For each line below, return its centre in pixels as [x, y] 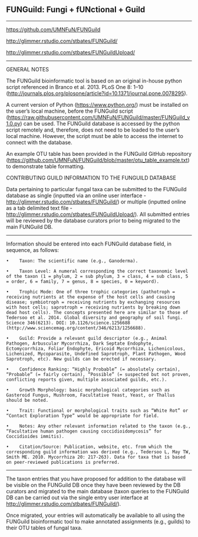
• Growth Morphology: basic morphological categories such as [88, 390]
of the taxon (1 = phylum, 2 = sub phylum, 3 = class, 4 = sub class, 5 [97, 276]
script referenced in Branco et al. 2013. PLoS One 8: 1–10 [75, 87]
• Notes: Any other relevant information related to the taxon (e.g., [99, 426]
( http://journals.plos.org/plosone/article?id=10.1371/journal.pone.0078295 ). [97, 93]
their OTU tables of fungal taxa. [44, 528]
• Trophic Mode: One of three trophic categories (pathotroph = [91, 292]
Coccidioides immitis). [35, 436]
